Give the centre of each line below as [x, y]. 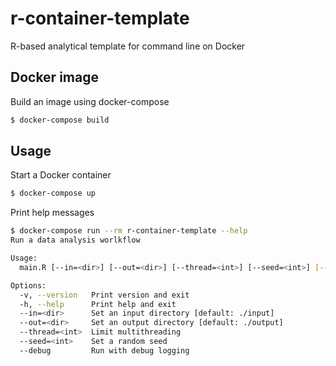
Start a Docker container [61, 175]
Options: [28, 285]
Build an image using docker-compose [90, 101]
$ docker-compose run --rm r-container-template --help [129, 231]
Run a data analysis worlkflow [75, 240]
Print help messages [52, 213]
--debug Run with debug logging [104, 350]
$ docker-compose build [60, 120]
